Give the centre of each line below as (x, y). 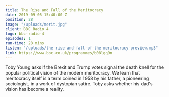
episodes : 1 (18, 39)
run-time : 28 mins (25, 43)
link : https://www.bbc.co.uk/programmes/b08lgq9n (59, 53)
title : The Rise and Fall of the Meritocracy (54, 10)
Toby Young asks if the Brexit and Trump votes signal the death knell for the (85, 67)
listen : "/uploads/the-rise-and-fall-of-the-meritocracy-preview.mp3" (82, 48)
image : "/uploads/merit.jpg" (36, 24)
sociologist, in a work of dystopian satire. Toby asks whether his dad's (79, 83)
